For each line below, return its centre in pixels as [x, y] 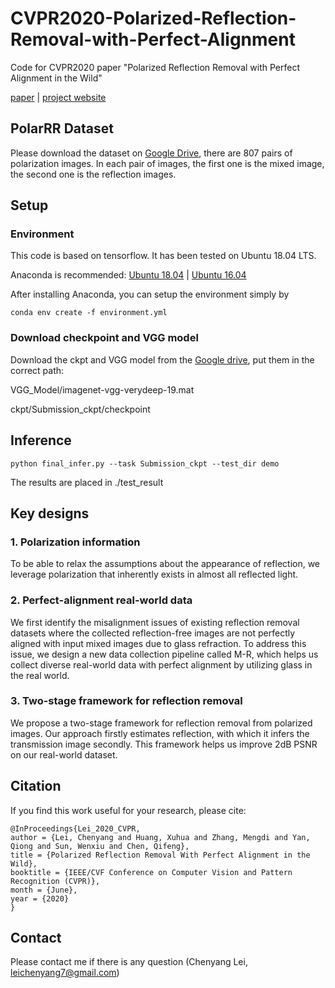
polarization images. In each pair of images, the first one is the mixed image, [167, 163]
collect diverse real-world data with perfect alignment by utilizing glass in [161, 664]
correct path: [37, 370]
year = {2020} [40, 898]
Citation [36, 786]
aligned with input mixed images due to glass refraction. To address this [158, 643]
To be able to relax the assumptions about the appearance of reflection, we [165, 564]
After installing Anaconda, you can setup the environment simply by [150, 294]
